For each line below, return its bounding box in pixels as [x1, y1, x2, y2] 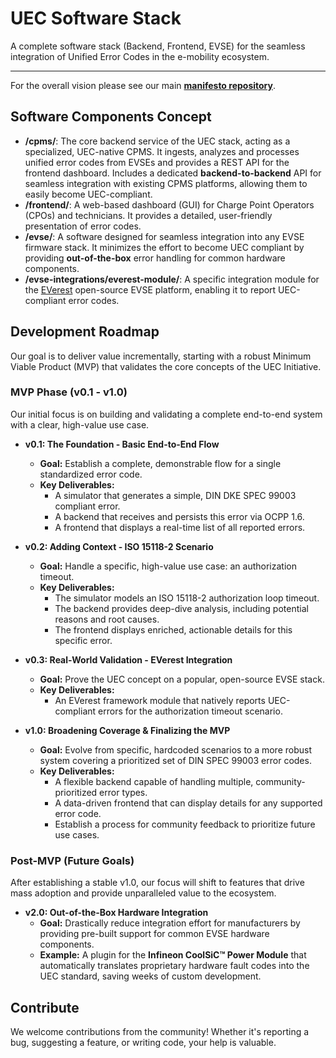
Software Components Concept [10, 108, 212, 126]
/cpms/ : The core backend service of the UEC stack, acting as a [24, 135, 291, 147]
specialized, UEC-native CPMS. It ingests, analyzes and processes [24, 145, 300, 157]
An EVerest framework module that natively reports [54, 694, 266, 706]
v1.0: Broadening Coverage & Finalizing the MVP [24, 724, 231, 736]
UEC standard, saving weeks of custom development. [39, 970, 262, 982]
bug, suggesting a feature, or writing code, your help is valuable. [10, 1036, 277, 1048]
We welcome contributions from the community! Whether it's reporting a [10, 1025, 310, 1037]
